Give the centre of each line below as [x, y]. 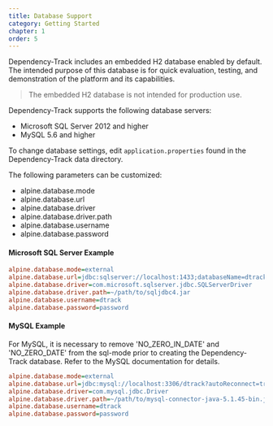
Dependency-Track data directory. [66, 159]
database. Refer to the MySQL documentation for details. [124, 361]
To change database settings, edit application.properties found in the [127, 150]
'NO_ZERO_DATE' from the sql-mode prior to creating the [104, 352]
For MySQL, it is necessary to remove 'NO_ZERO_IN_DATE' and [114, 344]
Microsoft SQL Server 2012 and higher [84, 126]
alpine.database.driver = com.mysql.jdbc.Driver [89, 391]
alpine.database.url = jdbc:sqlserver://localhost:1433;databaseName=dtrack [138, 277]
